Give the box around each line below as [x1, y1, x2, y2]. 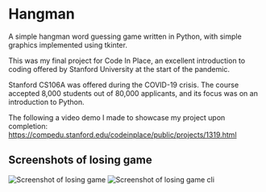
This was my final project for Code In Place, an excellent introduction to [8, 56, 246, 65]
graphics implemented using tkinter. [8, 40, 127, 49]
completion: [8, 121, 48, 131]
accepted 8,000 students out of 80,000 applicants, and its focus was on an [8, 88, 258, 98]
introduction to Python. [8, 97, 85, 106]
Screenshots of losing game [8, 153, 152, 167]
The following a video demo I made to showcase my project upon [8, 112, 226, 122]
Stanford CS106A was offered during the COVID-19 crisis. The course [8, 80, 239, 90]
